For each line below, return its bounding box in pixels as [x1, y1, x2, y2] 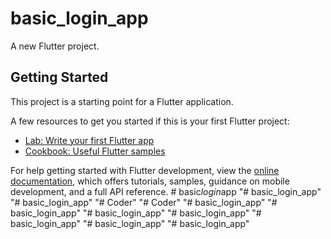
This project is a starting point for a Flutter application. [10, 95, 234, 107]
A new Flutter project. [10, 40, 100, 52]
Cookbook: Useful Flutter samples [24, 145, 166, 157]
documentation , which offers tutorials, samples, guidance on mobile [10, 175, 290, 187]
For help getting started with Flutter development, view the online [10, 164, 280, 176]
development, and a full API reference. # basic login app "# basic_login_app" [10, 185, 322, 197]
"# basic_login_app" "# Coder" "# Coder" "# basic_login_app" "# [10, 196, 278, 208]
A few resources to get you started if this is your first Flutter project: [10, 115, 290, 127]
